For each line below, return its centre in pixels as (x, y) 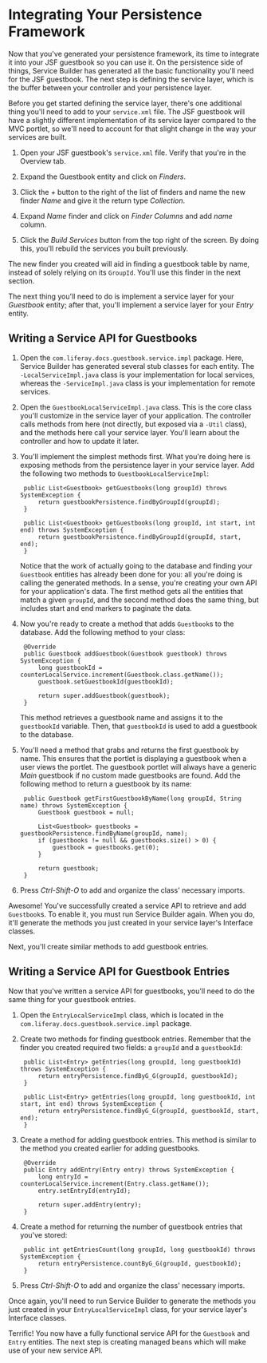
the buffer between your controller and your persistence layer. (110, 87)
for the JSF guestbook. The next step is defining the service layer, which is (131, 79)
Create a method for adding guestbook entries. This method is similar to (138, 1139)
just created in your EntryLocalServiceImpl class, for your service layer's (128, 1309)
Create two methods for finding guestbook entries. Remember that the (135, 1039)
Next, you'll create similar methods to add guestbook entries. (108, 946)
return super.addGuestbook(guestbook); (104, 695)
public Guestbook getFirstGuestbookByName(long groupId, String (132, 798)
